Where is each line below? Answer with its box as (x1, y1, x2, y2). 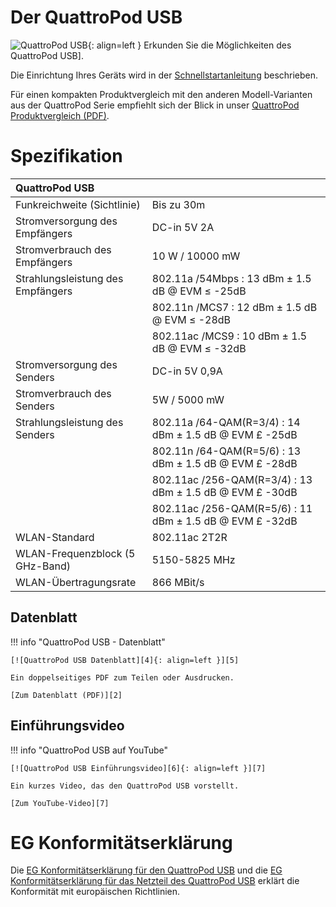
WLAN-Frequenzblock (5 (15, 546, 136, 560)
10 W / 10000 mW (151, 249, 241, 263)
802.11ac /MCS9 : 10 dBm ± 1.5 (151, 329, 308, 343)
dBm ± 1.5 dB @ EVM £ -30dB (151, 485, 298, 499)
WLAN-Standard (15, 530, 95, 544)
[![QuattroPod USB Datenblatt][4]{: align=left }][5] (10, 655, 240, 665)
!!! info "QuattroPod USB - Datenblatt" (10, 636, 166, 648)
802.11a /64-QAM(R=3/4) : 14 (151, 415, 301, 429)
